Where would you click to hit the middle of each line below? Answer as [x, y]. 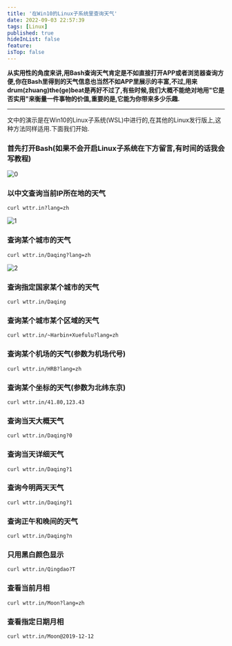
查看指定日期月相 [36, 622]
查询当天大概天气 [36, 421]
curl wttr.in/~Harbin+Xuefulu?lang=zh [63, 335]
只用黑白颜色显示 [36, 555]
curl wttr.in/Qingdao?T [41, 569]
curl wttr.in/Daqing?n [40, 536]
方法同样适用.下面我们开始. [51, 128]
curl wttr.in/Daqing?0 [40, 436]
